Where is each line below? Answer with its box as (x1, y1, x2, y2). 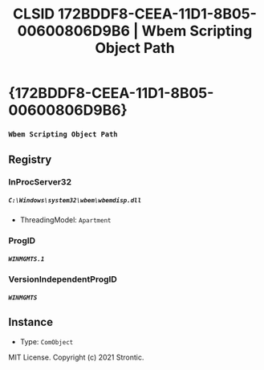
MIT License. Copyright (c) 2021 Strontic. (8, 352, 144, 362)
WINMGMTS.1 (8, 254, 45, 263)
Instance (8, 315, 54, 329)
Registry (8, 152, 52, 166)
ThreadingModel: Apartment (19, 215, 112, 225)
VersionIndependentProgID (8, 274, 118, 285)
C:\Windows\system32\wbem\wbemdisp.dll (8, 197, 142, 205)
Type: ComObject (19, 336, 74, 346)
